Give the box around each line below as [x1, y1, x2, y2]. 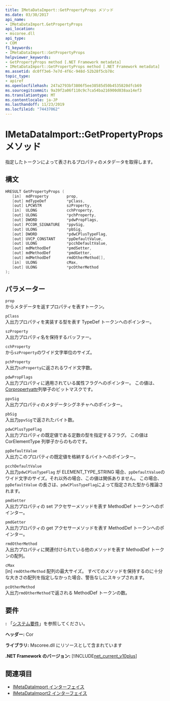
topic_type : [5, 74, 30, 79]
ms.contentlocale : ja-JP [5, 97, 58, 102]
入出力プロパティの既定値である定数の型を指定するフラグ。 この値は [5, 432, 148, 438]
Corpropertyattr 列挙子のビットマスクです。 [5, 386, 95, 392]
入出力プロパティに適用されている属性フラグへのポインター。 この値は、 [5, 380, 157, 386]
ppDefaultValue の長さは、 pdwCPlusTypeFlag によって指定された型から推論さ [5, 482, 163, 488]
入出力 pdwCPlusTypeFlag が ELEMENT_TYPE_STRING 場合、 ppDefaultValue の [5, 469, 165, 475]
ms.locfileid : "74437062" [5, 107, 60, 112]
